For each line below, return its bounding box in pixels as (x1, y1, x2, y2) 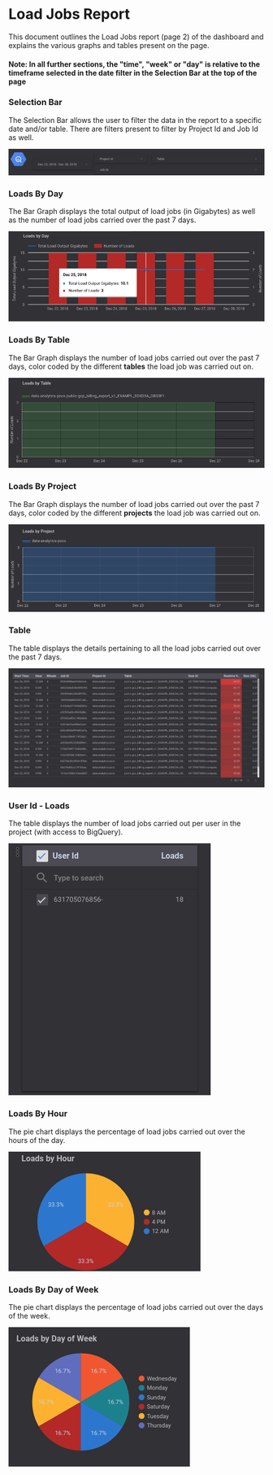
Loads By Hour (8, 1108, 67, 1119)
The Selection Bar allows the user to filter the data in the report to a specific (8, 115, 262, 125)
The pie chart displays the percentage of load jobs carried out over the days (8, 1302, 264, 1312)
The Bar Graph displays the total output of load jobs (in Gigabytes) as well (8, 207, 256, 217)
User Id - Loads (8, 800, 71, 812)
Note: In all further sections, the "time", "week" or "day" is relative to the (8, 59, 261, 69)
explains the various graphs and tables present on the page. (8, 40, 210, 50)
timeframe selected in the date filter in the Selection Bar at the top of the (8, 68, 258, 77)
